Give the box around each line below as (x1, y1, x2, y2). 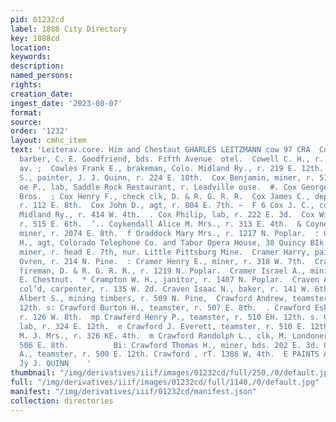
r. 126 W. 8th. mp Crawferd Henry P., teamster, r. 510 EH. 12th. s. (19, 312, 320, 322)
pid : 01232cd (10, 14, 65, 25)
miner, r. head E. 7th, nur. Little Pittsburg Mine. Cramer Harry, (19, 247, 311, 257)
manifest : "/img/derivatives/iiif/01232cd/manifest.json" (10, 386, 257, 396)
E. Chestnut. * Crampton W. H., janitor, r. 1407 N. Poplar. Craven (19, 275, 320, 285)
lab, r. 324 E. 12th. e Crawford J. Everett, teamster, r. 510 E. (19, 321, 307, 331)
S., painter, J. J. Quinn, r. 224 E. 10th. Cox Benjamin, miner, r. (19, 172, 315, 183)
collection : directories (10, 396, 114, 406)
